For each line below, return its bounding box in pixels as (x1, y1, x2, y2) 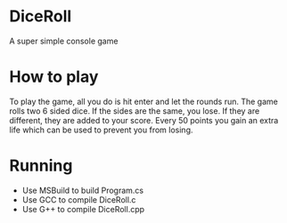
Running (9, 155, 73, 176)
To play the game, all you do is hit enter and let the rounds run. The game (9, 96, 278, 107)
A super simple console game (9, 36, 119, 46)
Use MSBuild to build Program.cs (21, 185, 144, 195)
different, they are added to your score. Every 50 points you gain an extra (9, 115, 279, 125)
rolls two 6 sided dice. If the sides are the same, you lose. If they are (9, 105, 260, 116)
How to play (9, 67, 99, 87)
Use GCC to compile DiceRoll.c (21, 194, 136, 205)
